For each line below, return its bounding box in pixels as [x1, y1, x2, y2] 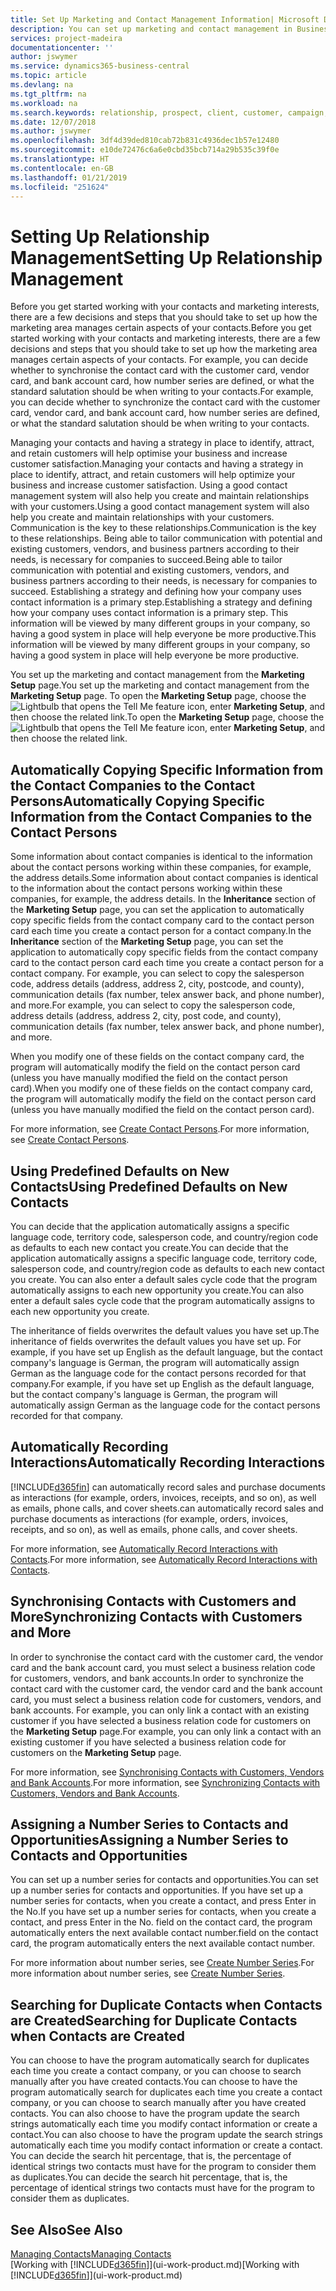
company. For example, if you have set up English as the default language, [10, 1377, 315, 1390]
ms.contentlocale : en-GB [10, 163, 114, 173]
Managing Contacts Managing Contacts [10, 2248, 172, 2260]
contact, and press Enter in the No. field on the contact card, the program [10, 1916, 313, 1928]
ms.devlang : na [10, 80, 74, 90]
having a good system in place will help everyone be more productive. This [10, 628, 317, 640]
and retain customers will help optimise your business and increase [10, 447, 288, 460]
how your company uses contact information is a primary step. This [10, 607, 289, 619]
